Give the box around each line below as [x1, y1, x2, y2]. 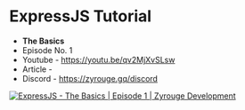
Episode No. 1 [21, 44, 73, 55]
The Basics [21, 35, 65, 46]
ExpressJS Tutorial [9, 6, 152, 27]
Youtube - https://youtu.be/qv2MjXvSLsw [21, 54, 176, 65]
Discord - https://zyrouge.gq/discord [21, 73, 159, 83]
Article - [21, 64, 53, 75]
